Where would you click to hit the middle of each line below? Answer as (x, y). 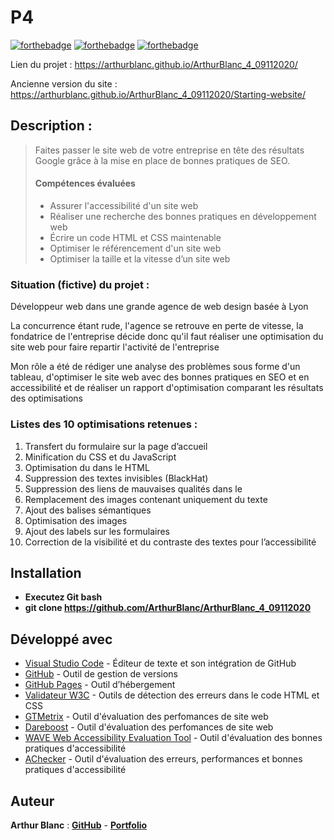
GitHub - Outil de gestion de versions (101, 674)
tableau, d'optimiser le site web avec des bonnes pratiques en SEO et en (160, 377)
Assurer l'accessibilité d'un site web (124, 205)
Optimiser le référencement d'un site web (135, 248)
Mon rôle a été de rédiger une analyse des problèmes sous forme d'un (155, 367)
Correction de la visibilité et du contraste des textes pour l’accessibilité (170, 542)
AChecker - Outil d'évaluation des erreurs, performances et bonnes (163, 759)
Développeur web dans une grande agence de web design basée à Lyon (159, 307)
